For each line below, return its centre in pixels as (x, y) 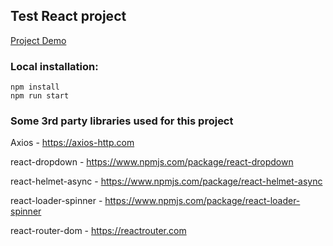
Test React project (68, 16)
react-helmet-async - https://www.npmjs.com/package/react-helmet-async (166, 181)
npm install (35, 87)
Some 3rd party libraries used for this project (122, 121)
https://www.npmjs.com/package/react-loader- (202, 201)
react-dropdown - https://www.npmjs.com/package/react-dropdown (152, 162)
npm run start (40, 96)
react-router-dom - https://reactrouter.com (98, 231)
